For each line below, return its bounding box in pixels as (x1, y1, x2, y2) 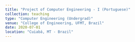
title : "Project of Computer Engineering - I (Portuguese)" (5, 7, 131, 12)
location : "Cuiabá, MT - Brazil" (5, 29, 74, 34)
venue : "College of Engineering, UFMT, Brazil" (5, 20, 105, 26)
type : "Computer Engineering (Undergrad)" (5, 16, 93, 21)
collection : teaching (5, 12, 50, 16)
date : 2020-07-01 (5, 25, 41, 30)
